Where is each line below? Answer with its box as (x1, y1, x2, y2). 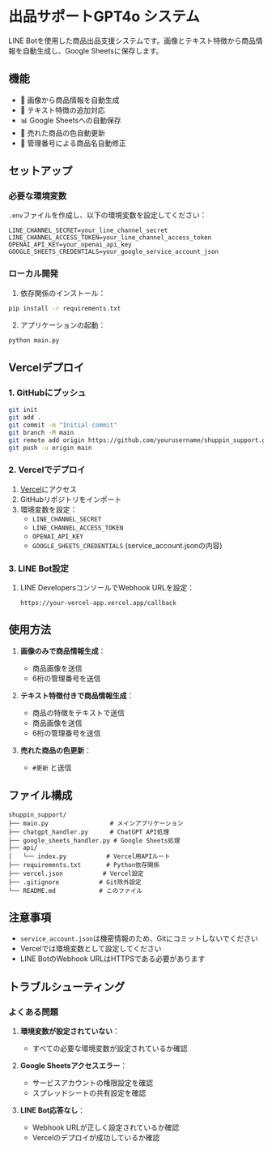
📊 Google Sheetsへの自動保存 (19, 115, 121, 125)
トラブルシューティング (8, 980, 125, 993)
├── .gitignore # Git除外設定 (8, 878, 142, 886)
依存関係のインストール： (19, 288, 106, 298)
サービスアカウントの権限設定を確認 (32, 1078, 154, 1088)
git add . (8, 414, 42, 422)
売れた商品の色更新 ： (19, 745, 91, 755)
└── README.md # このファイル (8, 886, 143, 895)
